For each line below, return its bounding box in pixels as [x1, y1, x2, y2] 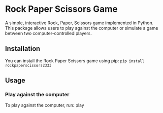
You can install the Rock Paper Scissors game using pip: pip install [5, 58, 145, 64]
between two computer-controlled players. [5, 30, 92, 36]
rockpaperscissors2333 [5, 63, 52, 68]
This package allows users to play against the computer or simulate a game [5, 25, 159, 31]
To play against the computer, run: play [5, 102, 85, 108]
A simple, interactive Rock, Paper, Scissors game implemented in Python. [5, 20, 154, 26]
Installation [5, 44, 40, 53]
